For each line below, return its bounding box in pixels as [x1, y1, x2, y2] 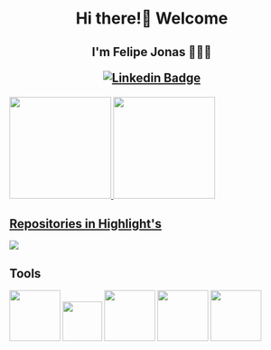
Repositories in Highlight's [9, 216, 163, 232]
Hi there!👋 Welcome [75, 8, 229, 29]
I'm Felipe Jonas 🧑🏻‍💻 [91, 44, 212, 60]
